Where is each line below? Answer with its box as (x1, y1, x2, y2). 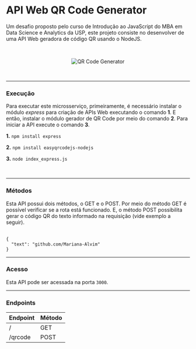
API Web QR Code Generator (6, 4, 147, 17)
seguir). (6, 219, 25, 226)
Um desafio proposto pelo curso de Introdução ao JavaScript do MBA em (6, 23, 183, 30)
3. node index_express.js (6, 156, 68, 163)
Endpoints (6, 299, 36, 307)
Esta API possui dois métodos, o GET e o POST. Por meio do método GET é (6, 200, 187, 207)
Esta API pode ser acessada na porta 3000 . (6, 278, 108, 285)
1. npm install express (6, 133, 61, 140)
